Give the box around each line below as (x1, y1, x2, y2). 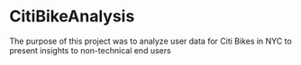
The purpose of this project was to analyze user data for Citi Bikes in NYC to (9, 36, 293, 46)
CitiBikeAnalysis (9, 6, 135, 27)
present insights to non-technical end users (9, 45, 171, 55)
